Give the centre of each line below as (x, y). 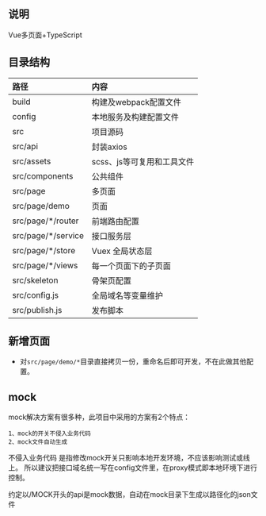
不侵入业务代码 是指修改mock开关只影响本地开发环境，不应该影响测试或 (126, 458)
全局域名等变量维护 (127, 295)
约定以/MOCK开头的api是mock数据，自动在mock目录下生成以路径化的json (129, 495)
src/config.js (36, 295)
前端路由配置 (116, 221)
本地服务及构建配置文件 (135, 117)
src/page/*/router (46, 221)
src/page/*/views (45, 265)
